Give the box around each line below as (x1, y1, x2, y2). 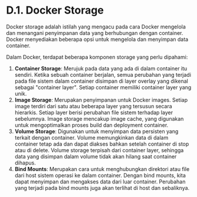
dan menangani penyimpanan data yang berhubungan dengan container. (6, 29, 183, 36)
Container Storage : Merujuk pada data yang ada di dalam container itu (14, 64, 188, 72)
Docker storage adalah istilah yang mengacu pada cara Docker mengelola (6, 23, 186, 30)
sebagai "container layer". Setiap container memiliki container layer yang (14, 83, 192, 91)
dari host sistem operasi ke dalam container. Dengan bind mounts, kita (14, 172, 186, 179)
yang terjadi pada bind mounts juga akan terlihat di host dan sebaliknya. (14, 184, 190, 191)
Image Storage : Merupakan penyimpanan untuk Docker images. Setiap (14, 96, 188, 104)
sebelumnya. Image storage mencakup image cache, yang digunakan (14, 115, 184, 122)
